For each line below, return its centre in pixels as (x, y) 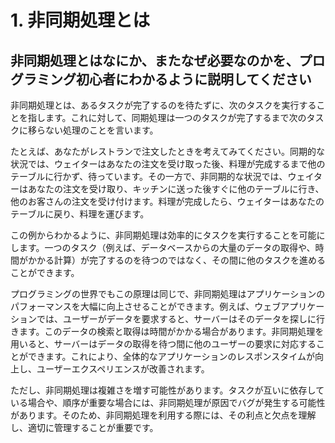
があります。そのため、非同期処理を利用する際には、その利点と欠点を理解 (163, 415)
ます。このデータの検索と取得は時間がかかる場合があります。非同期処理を (171, 331)
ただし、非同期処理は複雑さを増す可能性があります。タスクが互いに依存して (167, 390)
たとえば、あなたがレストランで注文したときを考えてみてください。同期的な (167, 151)
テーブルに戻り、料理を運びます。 (80, 214)
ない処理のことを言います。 (101, 130)
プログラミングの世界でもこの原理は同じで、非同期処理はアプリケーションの (168, 294)
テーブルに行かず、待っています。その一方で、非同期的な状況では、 (149, 176)
